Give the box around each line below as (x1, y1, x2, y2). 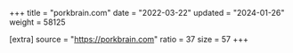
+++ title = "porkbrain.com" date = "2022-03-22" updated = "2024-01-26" (9, 8, 285, 18)
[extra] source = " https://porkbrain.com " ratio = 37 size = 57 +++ (9, 34, 249, 44)
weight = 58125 (9, 17, 66, 27)
